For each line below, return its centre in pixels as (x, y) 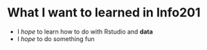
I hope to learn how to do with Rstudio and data (85, 32)
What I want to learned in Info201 (104, 13)
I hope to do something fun (56, 38)
